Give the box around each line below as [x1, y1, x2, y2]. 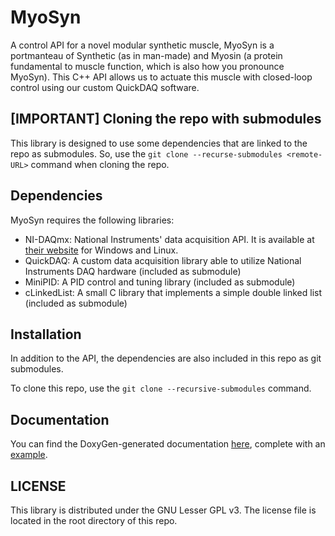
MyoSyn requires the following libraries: [10, 214, 175, 226]
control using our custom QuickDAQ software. [10, 81, 200, 93]
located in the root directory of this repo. [10, 515, 178, 526]
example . [10, 449, 48, 461]
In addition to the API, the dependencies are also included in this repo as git [10, 352, 322, 365]
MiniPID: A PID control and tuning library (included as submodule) [24, 276, 296, 288]
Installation [10, 326, 82, 343]
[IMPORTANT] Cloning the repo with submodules [10, 111, 322, 128]
